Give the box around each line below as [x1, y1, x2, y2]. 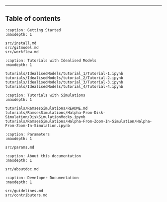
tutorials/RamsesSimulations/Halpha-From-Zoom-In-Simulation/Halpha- [5, 119, 153, 124]
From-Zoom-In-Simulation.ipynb [5, 123, 70, 128]
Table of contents [5, 14, 61, 23]
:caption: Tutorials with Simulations [5, 93, 85, 98]
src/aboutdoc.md [5, 166, 39, 172]
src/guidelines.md [5, 188, 43, 193]
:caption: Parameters [5, 132, 50, 137]
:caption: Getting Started [5, 27, 61, 33]
